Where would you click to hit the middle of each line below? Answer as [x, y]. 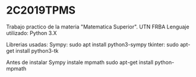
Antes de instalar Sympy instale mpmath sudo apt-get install [80, 62]
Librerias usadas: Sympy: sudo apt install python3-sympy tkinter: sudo [93, 44]
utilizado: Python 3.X [31, 33]
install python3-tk [37, 50]
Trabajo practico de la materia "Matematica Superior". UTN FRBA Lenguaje [98, 27]
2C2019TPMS [41, 10]
